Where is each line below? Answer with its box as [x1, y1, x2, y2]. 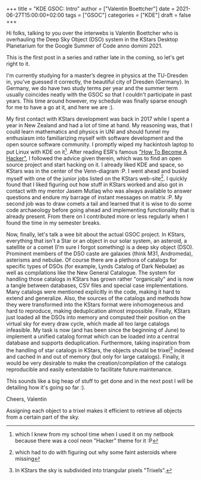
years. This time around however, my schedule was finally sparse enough [6, 97, 187, 104]
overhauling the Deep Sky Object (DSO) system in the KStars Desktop [6, 36, 178, 43]
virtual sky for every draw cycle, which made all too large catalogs [6, 320, 170, 328]
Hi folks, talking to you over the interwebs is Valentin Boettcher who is [6, 29, 178, 37]
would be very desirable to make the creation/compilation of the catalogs [6, 359, 187, 367]
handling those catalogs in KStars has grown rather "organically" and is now [6, 275, 194, 283]
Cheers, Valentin [6, 395, 47, 403]
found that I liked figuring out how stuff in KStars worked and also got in [6, 181, 184, 188]
